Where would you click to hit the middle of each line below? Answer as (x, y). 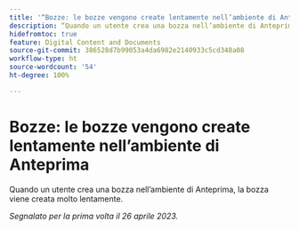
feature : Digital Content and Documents (85, 42)
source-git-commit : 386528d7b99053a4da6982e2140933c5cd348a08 (127, 51)
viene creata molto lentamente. (66, 198)
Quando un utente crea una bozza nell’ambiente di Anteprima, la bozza (139, 189)
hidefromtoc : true (43, 34)
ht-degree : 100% (39, 75)
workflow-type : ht (43, 59)
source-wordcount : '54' (53, 67)
